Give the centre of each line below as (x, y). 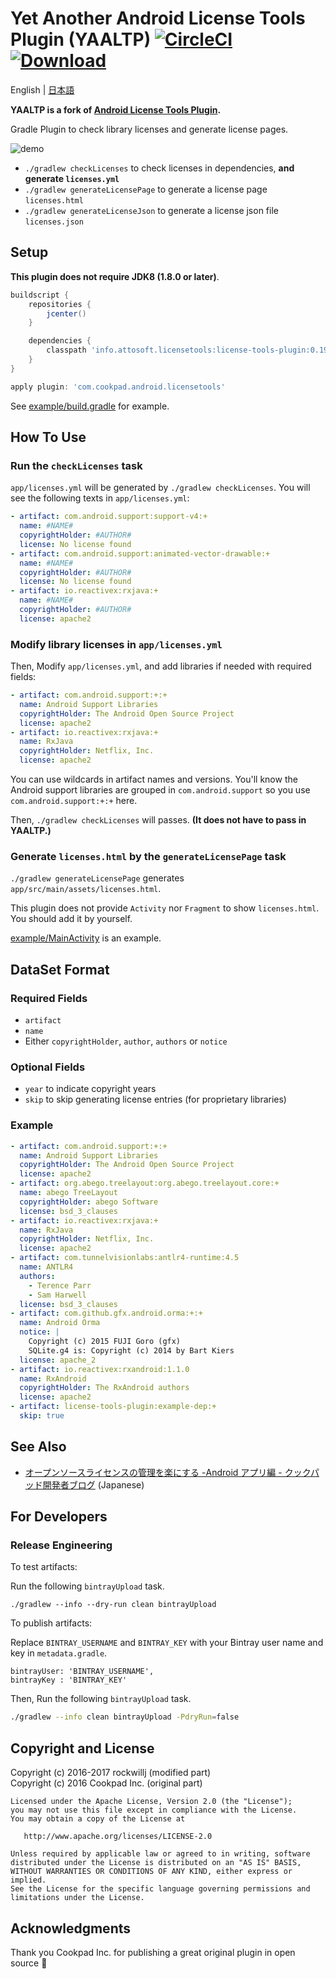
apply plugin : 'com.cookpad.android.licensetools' (118, 387)
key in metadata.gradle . (59, 1653)
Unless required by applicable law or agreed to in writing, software (160, 1854)
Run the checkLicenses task (76, 465)
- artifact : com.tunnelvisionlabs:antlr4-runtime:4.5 (125, 1258)
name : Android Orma (60, 1323)
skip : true (42, 1416)
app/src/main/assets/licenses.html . (86, 889)
